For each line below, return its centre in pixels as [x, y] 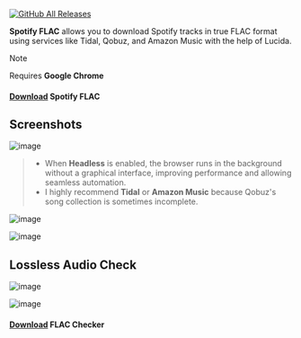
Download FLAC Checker [57, 325]
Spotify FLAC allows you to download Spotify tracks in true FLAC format [143, 31]
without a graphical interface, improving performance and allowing [168, 173]
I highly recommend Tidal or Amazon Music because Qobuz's [160, 192]
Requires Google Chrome [57, 76]
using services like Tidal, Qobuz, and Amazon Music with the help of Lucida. [150, 41]
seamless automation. [85, 182]
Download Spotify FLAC [55, 96]
